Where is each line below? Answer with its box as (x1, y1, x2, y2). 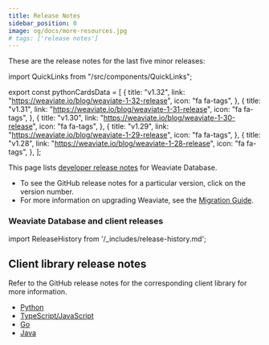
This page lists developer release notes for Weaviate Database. (8, 162, 218, 173)
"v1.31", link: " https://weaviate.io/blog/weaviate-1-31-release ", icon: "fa (8, 105, 243, 114)
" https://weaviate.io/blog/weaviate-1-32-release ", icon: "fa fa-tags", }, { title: (8, 96, 261, 105)
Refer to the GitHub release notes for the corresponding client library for (8, 278, 247, 288)
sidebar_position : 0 (8, 19, 78, 27)
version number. (19, 187, 75, 197)
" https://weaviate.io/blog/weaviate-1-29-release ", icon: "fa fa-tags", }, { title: (8, 130, 261, 140)
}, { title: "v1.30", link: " (29, 113, 104, 123)
